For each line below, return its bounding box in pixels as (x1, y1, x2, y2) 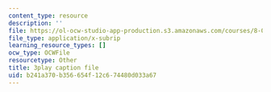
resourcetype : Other (8, 57, 78, 65)
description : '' (8, 19, 63, 27)
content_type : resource (8, 11, 89, 20)
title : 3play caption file (8, 64, 99, 72)
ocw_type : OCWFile (8, 49, 70, 57)
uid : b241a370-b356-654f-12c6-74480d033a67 (8, 71, 157, 79)
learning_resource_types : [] (8, 42, 106, 50)
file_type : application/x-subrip (8, 34, 121, 42)
